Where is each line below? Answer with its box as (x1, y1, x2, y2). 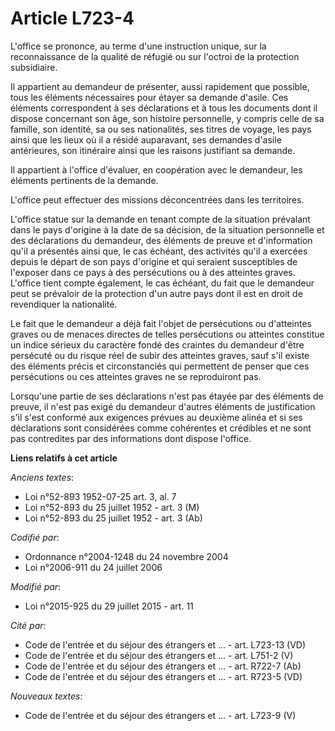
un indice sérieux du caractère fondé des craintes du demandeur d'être (10, 338, 305, 351)
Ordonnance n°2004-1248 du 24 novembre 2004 (24, 550, 229, 562)
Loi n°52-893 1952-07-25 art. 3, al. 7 (24, 490, 177, 502)
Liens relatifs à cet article (10, 452, 118, 464)
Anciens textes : (10, 471, 75, 483)
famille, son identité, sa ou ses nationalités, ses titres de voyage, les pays (10, 123, 312, 135)
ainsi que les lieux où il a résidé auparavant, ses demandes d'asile (10, 133, 282, 146)
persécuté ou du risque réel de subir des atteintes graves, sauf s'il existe (10, 349, 310, 361)
